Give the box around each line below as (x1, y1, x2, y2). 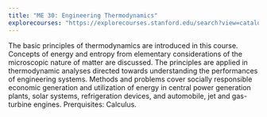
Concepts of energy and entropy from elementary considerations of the (8, 49, 242, 58)
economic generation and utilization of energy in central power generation (8, 82, 252, 92)
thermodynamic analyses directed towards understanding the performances (8, 66, 258, 75)
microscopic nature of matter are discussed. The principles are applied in (8, 57, 249, 67)
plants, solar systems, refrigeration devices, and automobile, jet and (8, 91, 230, 100)
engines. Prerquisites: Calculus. (33, 100, 137, 109)
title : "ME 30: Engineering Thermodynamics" (8, 11, 158, 20)
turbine (8, 100, 32, 109)
